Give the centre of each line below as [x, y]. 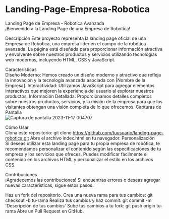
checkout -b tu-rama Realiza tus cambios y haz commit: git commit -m [78, 200]
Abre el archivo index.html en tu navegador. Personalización [92, 138]
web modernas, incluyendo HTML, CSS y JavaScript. [60, 59]
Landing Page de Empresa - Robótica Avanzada [55, 23]
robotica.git [17, 138]
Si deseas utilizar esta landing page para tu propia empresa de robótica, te [83, 143]
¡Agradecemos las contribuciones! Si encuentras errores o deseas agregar [83, 180]
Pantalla [14, 112]
